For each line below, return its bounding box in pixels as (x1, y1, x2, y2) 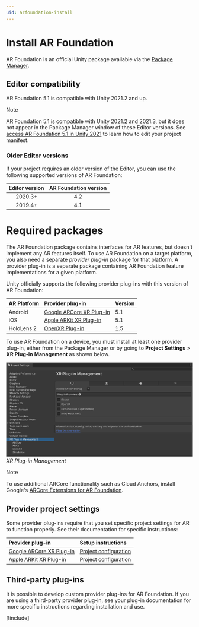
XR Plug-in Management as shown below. (6, 350, 110, 357)
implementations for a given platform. (6, 269, 98, 276)
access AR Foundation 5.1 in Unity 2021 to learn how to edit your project (6, 131, 182, 138)
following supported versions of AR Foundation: (6, 171, 123, 178)
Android (8, 308, 28, 315)
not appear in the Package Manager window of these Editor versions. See (6, 124, 186, 131)
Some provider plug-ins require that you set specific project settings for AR (6, 520, 190, 527)
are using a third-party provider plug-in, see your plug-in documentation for (6, 597, 191, 604)
